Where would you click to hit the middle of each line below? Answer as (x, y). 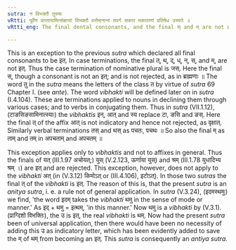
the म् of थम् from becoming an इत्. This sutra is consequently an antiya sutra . (118, 239)
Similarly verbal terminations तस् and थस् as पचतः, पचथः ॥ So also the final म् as (116, 130)
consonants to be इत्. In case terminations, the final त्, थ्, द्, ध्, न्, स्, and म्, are (117, 61)
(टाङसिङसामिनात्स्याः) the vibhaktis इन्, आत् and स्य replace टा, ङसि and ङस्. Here (114, 115)
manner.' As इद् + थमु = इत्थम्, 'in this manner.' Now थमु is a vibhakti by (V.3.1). (114, 208)
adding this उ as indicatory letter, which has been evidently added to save (114, 231)
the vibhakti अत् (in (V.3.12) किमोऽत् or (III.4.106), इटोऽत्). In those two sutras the (117, 176)
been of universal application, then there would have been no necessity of (115, 223)
